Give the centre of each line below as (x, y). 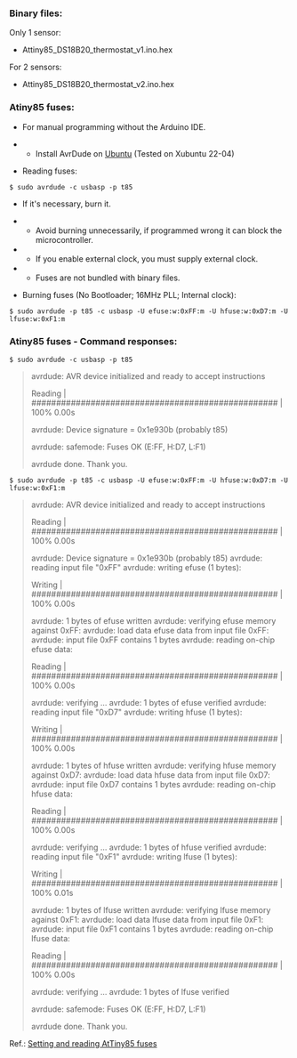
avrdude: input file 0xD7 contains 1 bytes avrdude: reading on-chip (153, 784)
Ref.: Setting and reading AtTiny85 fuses (83, 1043)
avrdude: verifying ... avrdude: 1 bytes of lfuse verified (130, 991)
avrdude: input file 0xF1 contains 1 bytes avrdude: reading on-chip (152, 929)
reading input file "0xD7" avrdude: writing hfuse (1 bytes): (136, 712)
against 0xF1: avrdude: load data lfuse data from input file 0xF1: (147, 919)
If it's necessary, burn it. (66, 204)
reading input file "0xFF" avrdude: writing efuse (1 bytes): (136, 567)
